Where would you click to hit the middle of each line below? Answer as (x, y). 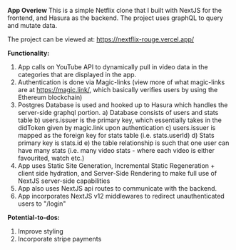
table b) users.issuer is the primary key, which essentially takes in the (120, 120)
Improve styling (41, 231)
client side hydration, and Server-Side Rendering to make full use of (117, 173)
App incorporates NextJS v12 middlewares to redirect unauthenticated (121, 196)
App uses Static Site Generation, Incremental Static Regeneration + (116, 166)
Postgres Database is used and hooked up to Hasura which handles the (123, 105)
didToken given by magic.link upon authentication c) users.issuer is (117, 127)
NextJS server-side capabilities (64, 181)
